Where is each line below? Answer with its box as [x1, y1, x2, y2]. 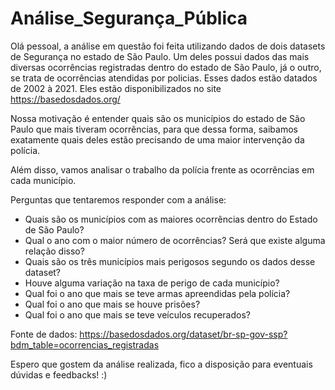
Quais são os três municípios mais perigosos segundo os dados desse [24, 255, 316, 267]
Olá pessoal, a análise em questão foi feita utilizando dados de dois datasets [10, 40, 326, 52]
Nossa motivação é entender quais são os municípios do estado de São [10, 112, 306, 124]
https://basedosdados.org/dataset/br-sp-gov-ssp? [79, 328, 288, 340]
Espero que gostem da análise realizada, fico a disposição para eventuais [10, 358, 313, 370]
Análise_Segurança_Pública [10, 7, 248, 30]
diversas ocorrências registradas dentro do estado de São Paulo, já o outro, [10, 61, 322, 73]
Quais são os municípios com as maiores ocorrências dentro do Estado [24, 213, 318, 225]
